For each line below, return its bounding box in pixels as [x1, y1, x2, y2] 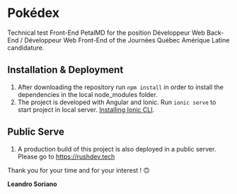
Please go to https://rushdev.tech [17, 152, 115, 161]
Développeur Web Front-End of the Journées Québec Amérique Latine [24, 35, 230, 44]
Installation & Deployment [7, 64, 124, 76]
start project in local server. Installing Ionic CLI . [17, 105, 155, 114]
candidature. [7, 43, 45, 52]
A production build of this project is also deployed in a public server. [17, 144, 216, 153]
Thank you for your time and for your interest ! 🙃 [7, 166, 150, 174]
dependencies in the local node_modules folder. [17, 90, 158, 98]
